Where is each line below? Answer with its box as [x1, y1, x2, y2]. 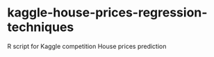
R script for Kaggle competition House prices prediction [7, 42, 167, 50]
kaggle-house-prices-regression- [7, 5, 208, 21]
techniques [7, 19, 74, 35]
